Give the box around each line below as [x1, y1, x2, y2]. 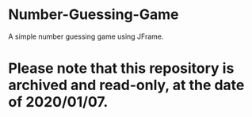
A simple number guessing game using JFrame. [8, 32, 164, 41]
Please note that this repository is [8, 59, 235, 77]
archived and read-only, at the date [8, 77, 245, 94]
